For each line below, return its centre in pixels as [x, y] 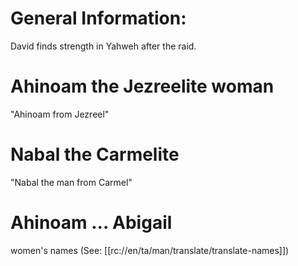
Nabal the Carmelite [95, 154]
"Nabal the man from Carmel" [71, 182]
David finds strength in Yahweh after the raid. [103, 46]
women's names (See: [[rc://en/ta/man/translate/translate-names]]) [150, 250]
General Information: [98, 18]
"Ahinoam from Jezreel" [60, 114]
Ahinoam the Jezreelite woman [142, 86]
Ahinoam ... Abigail [91, 223]
